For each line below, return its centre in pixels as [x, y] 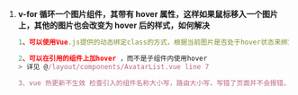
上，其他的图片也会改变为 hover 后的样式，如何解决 [113, 25]
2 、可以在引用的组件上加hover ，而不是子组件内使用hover [113, 58]
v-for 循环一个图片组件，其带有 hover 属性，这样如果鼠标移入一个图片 [148, 14]
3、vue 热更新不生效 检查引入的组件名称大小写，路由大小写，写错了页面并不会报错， [154, 83]
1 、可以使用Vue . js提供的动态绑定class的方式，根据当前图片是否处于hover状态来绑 [153, 42]
